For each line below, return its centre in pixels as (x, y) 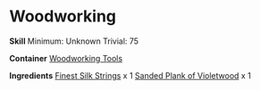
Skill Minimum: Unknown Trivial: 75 (74, 41)
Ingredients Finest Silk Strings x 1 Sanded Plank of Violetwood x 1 (130, 75)
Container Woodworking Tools (66, 58)
